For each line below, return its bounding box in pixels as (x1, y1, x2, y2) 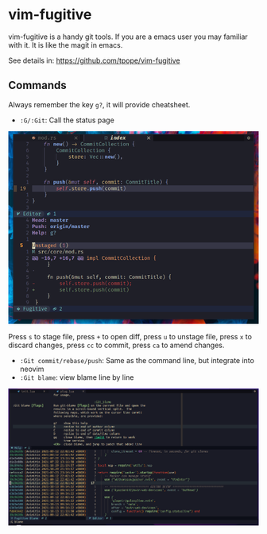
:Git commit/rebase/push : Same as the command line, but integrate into (19, 355, 254, 365)
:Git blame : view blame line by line (19, 372, 134, 382)
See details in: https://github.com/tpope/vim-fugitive (8, 56, 180, 65)
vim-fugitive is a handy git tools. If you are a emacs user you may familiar (8, 32, 248, 41)
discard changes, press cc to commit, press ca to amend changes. (8, 340, 225, 350)
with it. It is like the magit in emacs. (8, 40, 123, 49)
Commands (8, 79, 68, 92)
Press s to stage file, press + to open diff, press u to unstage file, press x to (8, 331, 253, 341)
